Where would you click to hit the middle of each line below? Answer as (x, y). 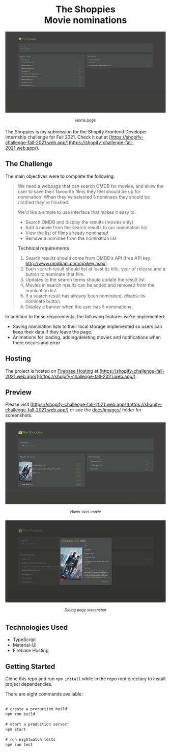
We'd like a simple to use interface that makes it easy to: (77, 212)
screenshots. (19, 415)
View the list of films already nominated (67, 233)
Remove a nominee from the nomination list (71, 238)
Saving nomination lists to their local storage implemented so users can (88, 326)
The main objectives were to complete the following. (60, 176)
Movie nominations (85, 20)
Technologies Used (36, 627)
